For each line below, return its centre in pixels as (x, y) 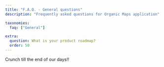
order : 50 (19, 45)
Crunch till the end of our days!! (37, 59)
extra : (12, 36)
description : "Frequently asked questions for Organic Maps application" (82, 14)
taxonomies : (17, 23)
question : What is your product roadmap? (53, 41)
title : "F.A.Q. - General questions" (44, 10)
